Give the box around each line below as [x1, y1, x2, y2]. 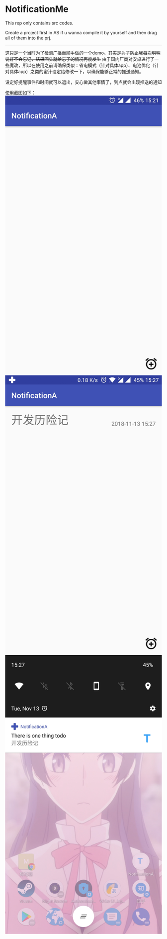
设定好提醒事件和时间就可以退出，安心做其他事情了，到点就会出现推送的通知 [5, 79, 162, 85]
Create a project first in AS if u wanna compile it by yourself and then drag [5, 29, 158, 35]
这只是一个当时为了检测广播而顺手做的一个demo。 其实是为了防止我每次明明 [5, 50, 161, 56]
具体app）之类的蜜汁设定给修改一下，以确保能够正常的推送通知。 [9, 68, 144, 74]
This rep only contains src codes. [5, 20, 74, 26]
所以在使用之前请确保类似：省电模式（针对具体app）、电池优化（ [22, 62, 155, 68]
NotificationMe [5, 3, 69, 15]
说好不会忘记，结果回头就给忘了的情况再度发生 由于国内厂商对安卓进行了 [5, 56, 155, 62]
